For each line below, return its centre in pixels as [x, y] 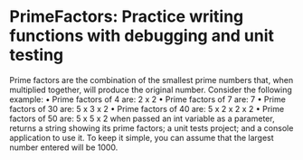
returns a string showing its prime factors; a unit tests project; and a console [151, 127]
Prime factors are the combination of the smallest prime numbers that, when [151, 80]
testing [37, 55]
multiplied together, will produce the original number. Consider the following [151, 89]
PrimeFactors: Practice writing [127, 17]
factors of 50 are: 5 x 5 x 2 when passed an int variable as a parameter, [142, 118]
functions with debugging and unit [142, 36]
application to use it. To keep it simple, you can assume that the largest [142, 137]
